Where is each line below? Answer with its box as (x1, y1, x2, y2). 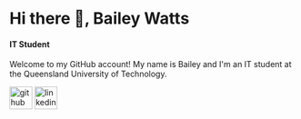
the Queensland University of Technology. (9, 68, 167, 80)
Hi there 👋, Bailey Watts (9, 8, 190, 29)
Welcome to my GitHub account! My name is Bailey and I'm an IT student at (9, 59, 293, 70)
